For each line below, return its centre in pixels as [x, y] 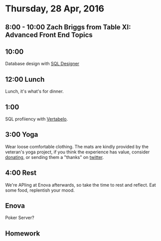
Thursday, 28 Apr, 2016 [55, 9]
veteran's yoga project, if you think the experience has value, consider [78, 152]
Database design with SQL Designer [42, 64]
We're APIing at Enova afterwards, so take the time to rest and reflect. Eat [80, 185]
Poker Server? [20, 218]
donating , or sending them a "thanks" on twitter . [55, 157]
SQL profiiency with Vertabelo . [37, 119]
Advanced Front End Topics [49, 35]
